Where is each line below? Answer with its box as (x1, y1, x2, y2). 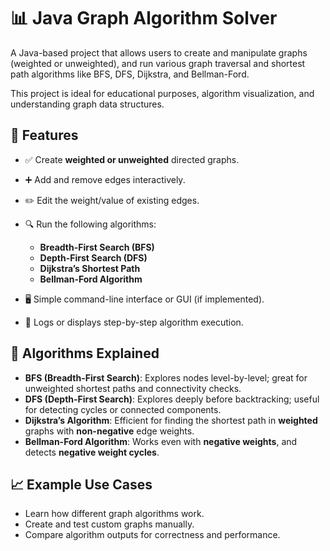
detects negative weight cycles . (24, 446, 160, 458)
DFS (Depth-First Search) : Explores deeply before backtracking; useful (24, 393, 320, 405)
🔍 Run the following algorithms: (24, 218, 157, 230)
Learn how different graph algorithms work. (24, 508, 205, 520)
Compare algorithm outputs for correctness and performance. (24, 529, 281, 541)
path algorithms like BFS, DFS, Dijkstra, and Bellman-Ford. (10, 68, 250, 80)
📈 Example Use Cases (10, 476, 153, 493)
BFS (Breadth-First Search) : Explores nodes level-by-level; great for (24, 371, 308, 384)
